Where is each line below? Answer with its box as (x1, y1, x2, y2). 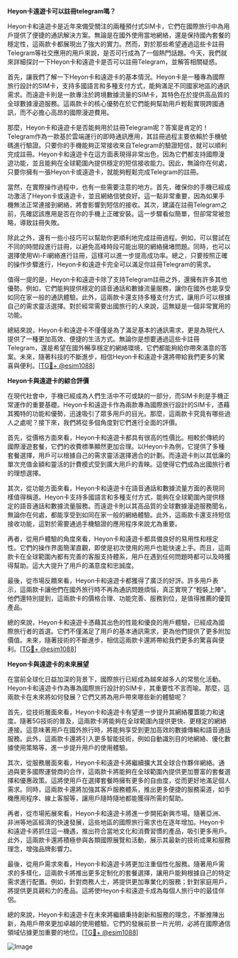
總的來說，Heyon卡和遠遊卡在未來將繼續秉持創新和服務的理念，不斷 (7, 910, 207, 919)
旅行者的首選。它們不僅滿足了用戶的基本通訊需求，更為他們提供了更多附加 (13, 627, 231, 635)
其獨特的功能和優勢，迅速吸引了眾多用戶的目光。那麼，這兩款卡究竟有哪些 (7, 409, 225, 418)
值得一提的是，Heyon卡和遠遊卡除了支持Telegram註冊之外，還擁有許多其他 (7, 275, 228, 284)
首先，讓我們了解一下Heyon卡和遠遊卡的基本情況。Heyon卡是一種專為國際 (7, 72, 225, 81)
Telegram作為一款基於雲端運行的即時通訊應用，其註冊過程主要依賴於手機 (7, 132, 221, 141)
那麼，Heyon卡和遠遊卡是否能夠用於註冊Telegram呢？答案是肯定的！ (7, 124, 209, 131)
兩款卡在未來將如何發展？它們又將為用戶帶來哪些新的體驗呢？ (7, 693, 188, 701)
